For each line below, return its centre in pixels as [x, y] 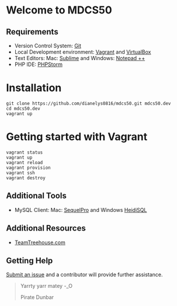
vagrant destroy [26, 178]
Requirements [32, 32]
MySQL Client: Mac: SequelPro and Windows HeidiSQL [81, 210]
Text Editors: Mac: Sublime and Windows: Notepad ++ [80, 58]
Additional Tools [37, 196]
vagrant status [25, 152]
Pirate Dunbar [37, 297]
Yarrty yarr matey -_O [46, 286]
